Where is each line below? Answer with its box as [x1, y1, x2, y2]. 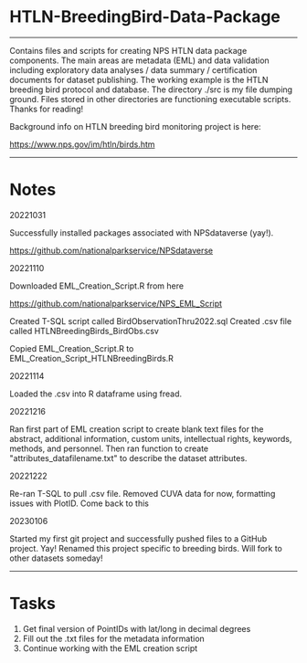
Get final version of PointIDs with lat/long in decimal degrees [22, 623, 251, 634]
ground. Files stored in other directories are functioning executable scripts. [9, 93, 291, 104]
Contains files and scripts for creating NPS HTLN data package [9, 45, 248, 56]
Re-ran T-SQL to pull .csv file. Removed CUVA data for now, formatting [9, 488, 276, 499]
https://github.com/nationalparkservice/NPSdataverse [9, 245, 214, 256]
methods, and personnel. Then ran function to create [9, 443, 209, 454]
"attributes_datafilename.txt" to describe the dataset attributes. [9, 452, 248, 463]
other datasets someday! [9, 552, 103, 563]
